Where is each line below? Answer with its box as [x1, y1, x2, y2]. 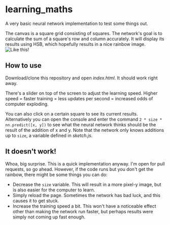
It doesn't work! [5, 147, 57, 156]
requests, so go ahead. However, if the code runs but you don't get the [5, 166, 154, 172]
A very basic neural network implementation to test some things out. [5, 20, 148, 26]
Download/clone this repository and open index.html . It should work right [5, 75, 158, 81]
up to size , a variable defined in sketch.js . [5, 132, 93, 138]
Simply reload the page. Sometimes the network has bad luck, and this [12, 192, 161, 198]
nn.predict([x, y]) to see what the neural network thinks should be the [5, 121, 156, 128]
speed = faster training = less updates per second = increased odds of [5, 95, 153, 101]
